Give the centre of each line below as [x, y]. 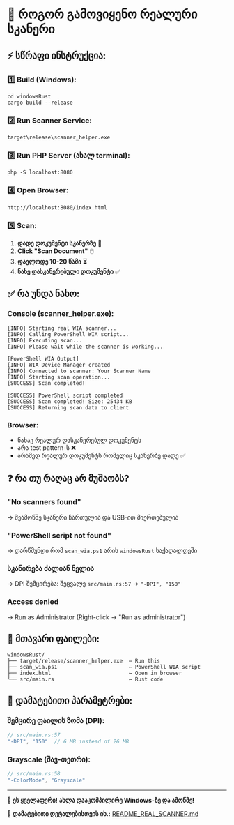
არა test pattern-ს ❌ [47, 448]
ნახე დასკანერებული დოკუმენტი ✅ [69, 272]
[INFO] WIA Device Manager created [59, 365]
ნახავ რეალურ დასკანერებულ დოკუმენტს [79, 440]
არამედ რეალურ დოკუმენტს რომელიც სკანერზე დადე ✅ [101, 455]
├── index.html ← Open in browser [95, 673]
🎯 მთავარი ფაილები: [53, 639]
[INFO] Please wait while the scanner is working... [85, 347]
